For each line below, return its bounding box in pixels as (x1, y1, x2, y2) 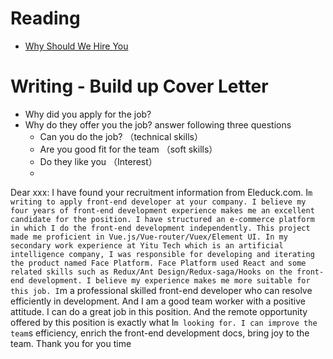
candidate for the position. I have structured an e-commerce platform (10, 214, 315, 224)
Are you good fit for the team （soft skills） (39, 143, 218, 155)
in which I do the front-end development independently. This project (10, 223, 311, 233)
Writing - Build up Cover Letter (10, 75, 269, 98)
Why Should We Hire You (24, 40, 129, 52)
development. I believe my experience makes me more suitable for (28, 275, 311, 286)
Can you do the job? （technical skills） (39, 130, 203, 142)
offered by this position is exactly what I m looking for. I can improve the (10, 316, 318, 328)
